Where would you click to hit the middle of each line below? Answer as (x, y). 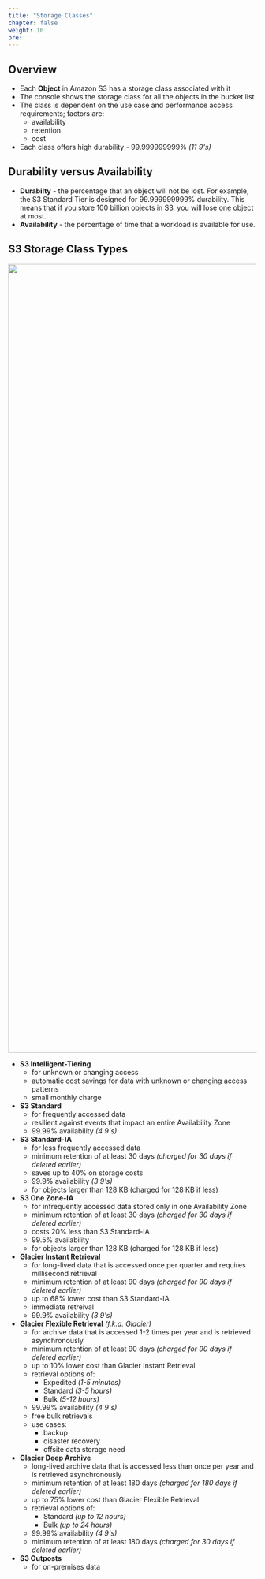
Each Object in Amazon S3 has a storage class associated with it (125, 88)
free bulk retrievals (62, 1416)
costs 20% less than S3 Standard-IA (90, 1231)
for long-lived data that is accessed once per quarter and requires (138, 1265)
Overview (33, 69)
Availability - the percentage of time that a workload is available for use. (138, 224)
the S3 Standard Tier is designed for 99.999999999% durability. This (132, 199)
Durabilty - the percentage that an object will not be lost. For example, (134, 191)
